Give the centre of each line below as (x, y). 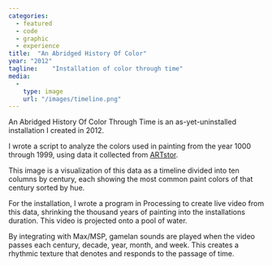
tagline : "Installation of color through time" (96, 69)
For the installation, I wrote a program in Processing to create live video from (136, 204)
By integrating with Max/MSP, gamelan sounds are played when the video (132, 237)
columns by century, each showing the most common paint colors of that (131, 179)
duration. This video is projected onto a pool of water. (98, 221)
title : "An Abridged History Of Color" (78, 54)
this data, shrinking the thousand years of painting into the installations (127, 212)
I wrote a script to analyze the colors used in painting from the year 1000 (130, 146)
